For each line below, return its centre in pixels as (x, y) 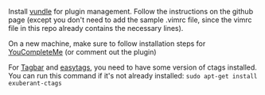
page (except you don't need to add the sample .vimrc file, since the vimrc (130, 20)
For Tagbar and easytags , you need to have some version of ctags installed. (132, 67)
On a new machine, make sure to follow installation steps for (107, 44)
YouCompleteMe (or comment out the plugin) (82, 52)
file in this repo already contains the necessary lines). (96, 28)
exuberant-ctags (35, 83)
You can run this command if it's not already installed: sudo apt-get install (133, 76)
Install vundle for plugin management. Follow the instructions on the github (131, 11)
